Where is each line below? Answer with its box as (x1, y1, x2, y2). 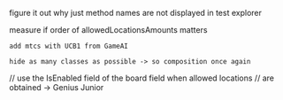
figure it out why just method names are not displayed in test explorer (9, 8, 263, 18)
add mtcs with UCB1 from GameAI (9, 42, 128, 50)
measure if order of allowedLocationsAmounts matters (9, 25, 208, 35)
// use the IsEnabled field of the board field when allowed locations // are (9, 73, 274, 83)
